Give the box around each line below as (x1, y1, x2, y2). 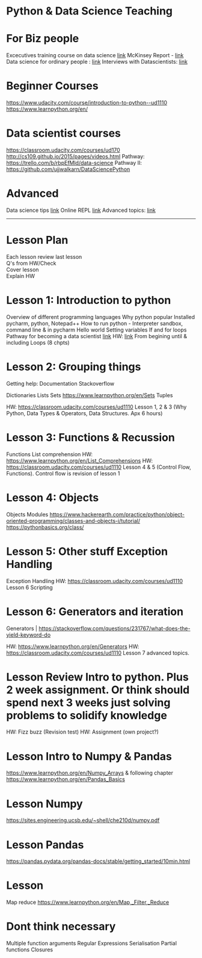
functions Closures (6, 946, 53, 953)
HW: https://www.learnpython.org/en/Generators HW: (6, 643, 139, 650)
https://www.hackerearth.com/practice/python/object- (49, 510, 185, 518)
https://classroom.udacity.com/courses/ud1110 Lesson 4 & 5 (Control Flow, (6, 463, 191, 471)
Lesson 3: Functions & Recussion (6, 430, 176, 444)
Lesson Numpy (6, 797, 83, 811)
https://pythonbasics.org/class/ (6, 524, 84, 531)
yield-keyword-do (6, 631, 51, 638)
